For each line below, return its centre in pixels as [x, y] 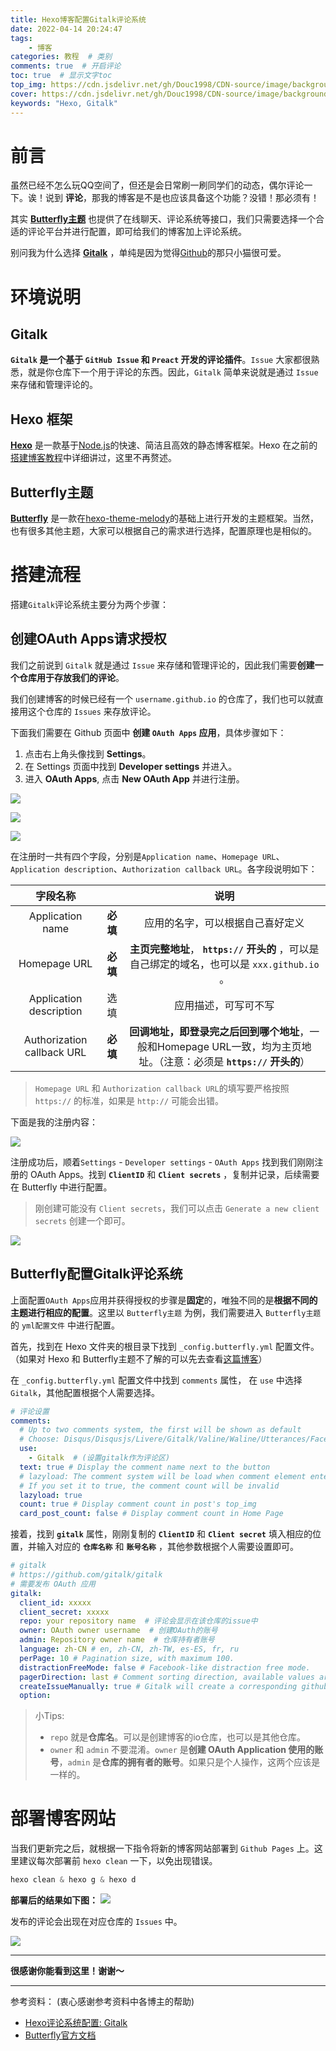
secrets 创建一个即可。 [82, 1220]
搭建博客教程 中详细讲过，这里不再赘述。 [93, 458]
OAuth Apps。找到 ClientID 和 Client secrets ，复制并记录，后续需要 [174, 1174]
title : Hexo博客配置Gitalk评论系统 [78, 19]
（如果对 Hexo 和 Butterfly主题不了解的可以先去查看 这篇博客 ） [139, 1358]
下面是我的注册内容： [54, 1122]
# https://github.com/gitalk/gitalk [86, 1575]
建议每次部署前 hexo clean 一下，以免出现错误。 [118, 1861]
